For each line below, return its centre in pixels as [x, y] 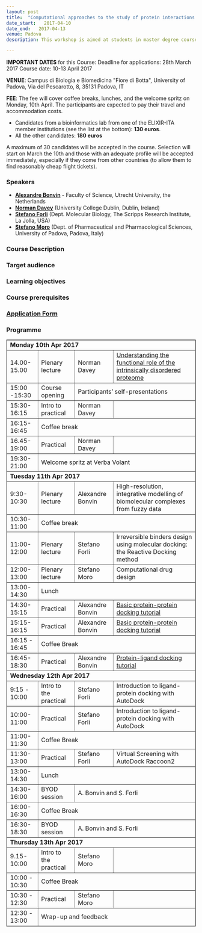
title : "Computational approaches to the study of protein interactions [101, 17]
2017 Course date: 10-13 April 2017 [49, 69]
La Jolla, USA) [32, 221]
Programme [24, 330]
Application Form [32, 314]
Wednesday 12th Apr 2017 [50, 676]
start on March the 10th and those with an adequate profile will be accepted [100, 153]
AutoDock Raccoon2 [146, 761]
